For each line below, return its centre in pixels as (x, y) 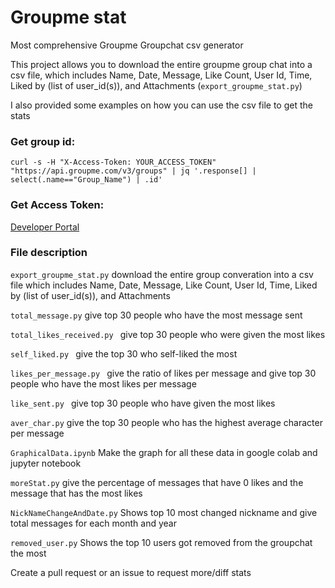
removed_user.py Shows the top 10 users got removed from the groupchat (161, 542)
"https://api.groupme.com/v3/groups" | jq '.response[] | (133, 171)
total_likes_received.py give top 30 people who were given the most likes (168, 334)
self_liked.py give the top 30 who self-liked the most (124, 353)
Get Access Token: (57, 205)
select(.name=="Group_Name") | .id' (86, 180)
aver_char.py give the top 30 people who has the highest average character (166, 422)
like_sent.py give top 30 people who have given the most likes (143, 403)
